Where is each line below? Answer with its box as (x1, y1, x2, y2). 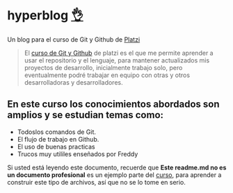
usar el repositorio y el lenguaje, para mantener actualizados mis (24, 56, 210, 65)
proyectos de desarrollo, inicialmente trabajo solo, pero (24, 63, 183, 72)
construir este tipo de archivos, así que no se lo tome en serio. (7, 178, 186, 186)
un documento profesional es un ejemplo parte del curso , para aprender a (7, 170, 222, 179)
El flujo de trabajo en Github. (17, 135, 99, 143)
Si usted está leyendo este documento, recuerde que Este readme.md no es (7, 163, 227, 171)
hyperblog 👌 (7, 8, 83, 24)
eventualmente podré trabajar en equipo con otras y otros (24, 71, 190, 79)
